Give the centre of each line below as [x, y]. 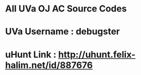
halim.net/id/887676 [49, 65]
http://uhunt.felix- [97, 54]
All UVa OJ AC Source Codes [66, 9]
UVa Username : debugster [62, 32]
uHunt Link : [31, 54]
